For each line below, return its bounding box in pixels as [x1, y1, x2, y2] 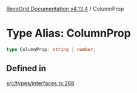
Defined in [6, 63, 47, 74]
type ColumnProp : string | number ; [6, 46, 96, 52]
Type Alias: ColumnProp [6, 27, 132, 40]
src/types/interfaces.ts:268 [6, 79, 75, 87]
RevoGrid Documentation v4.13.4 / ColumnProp [6, 5, 124, 12]
